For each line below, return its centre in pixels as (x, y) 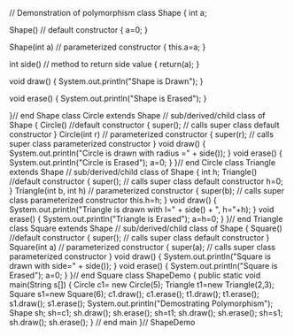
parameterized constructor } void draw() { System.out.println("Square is (140, 256)
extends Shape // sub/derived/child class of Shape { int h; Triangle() (133, 172)
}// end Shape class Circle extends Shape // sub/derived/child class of (137, 115)
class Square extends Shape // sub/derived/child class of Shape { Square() (146, 228)
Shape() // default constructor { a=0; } (79, 30)
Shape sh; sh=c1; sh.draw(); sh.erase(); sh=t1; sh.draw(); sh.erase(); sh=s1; (146, 313)
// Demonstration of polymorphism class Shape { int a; (108, 13)
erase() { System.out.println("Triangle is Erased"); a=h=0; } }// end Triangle (146, 219)
